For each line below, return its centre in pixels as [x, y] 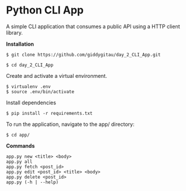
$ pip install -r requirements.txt [49, 113]
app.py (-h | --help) [32, 182]
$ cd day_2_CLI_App [30, 65]
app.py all [19, 162]
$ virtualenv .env [28, 86]
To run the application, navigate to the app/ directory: [70, 124]
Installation [20, 44]
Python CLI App [45, 10]
